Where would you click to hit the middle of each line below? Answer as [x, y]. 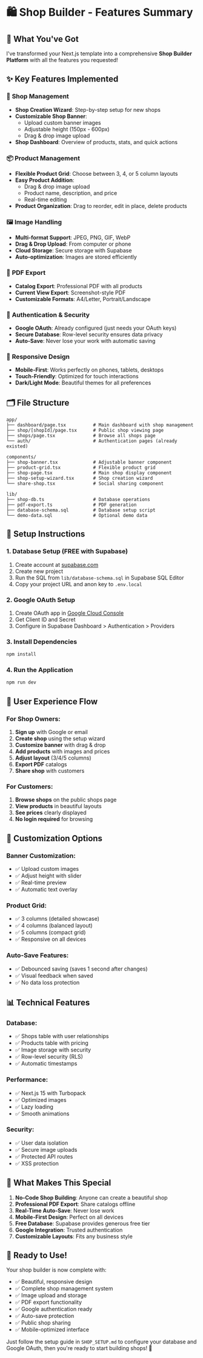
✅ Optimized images [41, 1100]
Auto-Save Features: [38, 955]
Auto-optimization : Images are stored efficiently [76, 257]
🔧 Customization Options [55, 838]
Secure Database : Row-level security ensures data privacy [89, 334]
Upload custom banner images [62, 122]
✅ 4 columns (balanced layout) [54, 926]
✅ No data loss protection [47, 982]
